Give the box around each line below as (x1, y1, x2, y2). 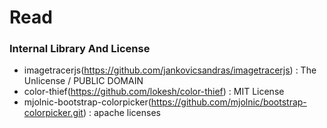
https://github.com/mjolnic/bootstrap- (150, 96, 307, 108)
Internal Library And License (9, 42, 151, 56)
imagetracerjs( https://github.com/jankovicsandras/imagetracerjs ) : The (23, 64, 317, 76)
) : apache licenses (82, 107, 161, 119)
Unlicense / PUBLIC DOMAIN (23, 75, 144, 87)
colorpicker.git (23, 107, 84, 119)
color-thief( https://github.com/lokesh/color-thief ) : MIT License (23, 86, 285, 98)
